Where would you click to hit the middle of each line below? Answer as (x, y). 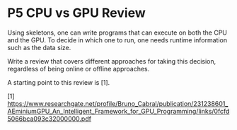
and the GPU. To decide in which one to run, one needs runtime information (117, 40)
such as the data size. (39, 47)
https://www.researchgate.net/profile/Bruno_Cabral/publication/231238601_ (118, 103)
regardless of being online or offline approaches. (79, 69)
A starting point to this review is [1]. (59, 82)
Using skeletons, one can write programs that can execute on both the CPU (117, 32)
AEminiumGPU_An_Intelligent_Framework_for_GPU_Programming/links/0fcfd (118, 111)
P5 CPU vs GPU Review (77, 13)
